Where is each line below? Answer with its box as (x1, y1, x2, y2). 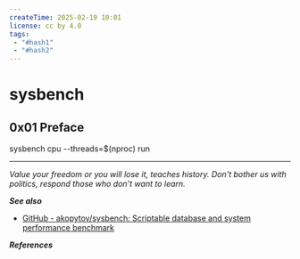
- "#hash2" (12, 46, 54, 55)
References (9, 239, 54, 250)
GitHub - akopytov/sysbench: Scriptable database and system (21, 213, 252, 223)
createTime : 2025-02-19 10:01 (9, 12, 122, 22)
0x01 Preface (9, 119, 85, 134)
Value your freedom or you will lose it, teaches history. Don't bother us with (9, 169, 287, 180)
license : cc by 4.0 (9, 21, 82, 30)
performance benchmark (21, 223, 114, 233)
